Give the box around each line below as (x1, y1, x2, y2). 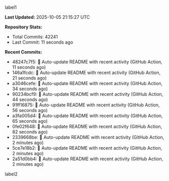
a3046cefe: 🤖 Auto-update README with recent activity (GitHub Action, (12, 81, 163, 86)
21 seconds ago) (12, 75, 47, 81)
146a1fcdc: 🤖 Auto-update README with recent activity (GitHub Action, (12, 69, 161, 76)
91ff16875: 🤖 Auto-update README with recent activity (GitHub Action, (12, 102, 160, 108)
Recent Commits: (5, 49, 42, 55)
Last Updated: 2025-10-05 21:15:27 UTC (5, 14, 90, 20)
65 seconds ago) (12, 118, 48, 124)
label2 (5, 171, 18, 177)
